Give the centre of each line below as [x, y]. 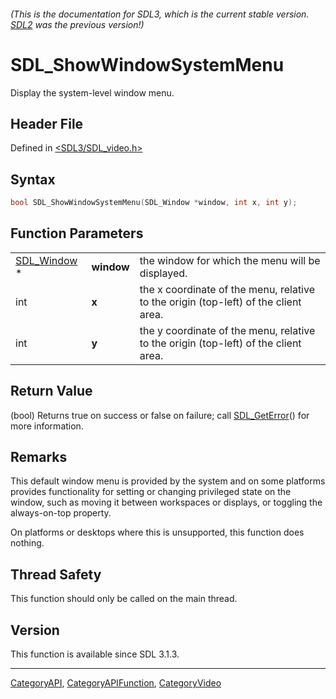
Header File [47, 123]
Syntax [33, 179]
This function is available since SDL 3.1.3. [95, 654]
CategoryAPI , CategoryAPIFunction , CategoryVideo [116, 683]
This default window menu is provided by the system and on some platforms [168, 481]
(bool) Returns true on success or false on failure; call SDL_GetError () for [160, 415]
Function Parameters [77, 233]
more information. [47, 426]
